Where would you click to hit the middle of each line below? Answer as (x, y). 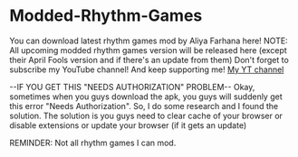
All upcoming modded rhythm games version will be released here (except (148, 50)
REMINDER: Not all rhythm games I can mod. (93, 143)
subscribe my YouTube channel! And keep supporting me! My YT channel (147, 69)
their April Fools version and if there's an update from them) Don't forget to (149, 60)
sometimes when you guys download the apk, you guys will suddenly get (146, 97)
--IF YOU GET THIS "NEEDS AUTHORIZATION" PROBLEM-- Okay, (132, 87)
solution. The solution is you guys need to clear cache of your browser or (146, 115)
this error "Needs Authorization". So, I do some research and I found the (144, 106)
